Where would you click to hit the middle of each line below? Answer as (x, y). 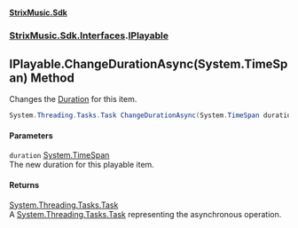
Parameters (31, 135)
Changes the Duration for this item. (73, 99)
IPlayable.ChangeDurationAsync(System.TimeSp (149, 63)
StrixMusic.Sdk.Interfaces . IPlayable (89, 35)
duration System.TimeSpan (59, 155)
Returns (24, 185)
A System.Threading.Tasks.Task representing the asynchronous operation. (145, 214)
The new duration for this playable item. (82, 165)
